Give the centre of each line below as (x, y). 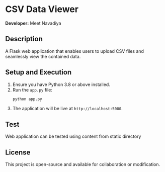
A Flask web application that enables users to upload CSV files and (75, 51)
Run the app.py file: (32, 90)
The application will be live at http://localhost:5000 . (68, 109)
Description (24, 39)
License (18, 152)
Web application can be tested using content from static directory (73, 136)
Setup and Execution (38, 72)
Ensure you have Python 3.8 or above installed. (61, 84)
